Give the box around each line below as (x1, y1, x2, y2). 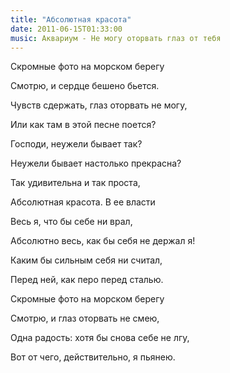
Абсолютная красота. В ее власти (10, 196, 156, 208)
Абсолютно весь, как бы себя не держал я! (10, 235, 196, 247)
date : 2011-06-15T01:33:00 (10, 24, 123, 34)
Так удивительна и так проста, (10, 177, 141, 189)
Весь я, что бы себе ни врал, (10, 216, 133, 228)
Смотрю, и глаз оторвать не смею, (10, 312, 160, 325)
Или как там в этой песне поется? (10, 119, 157, 131)
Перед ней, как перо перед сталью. (10, 274, 164, 286)
